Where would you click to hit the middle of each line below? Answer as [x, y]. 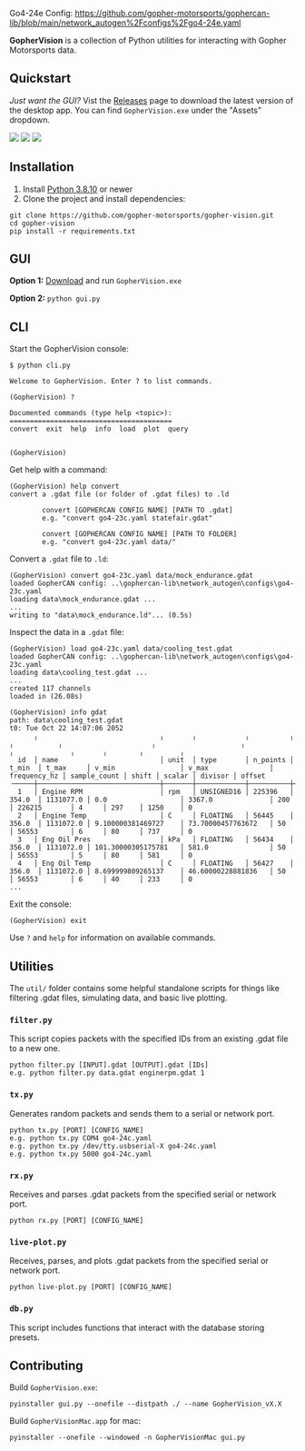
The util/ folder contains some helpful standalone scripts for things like [144, 989]
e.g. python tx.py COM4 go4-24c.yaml [81, 1138]
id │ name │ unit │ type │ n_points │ [156, 760]
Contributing [46, 1365]
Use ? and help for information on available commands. [113, 938]
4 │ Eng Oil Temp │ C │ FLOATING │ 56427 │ [156, 864]
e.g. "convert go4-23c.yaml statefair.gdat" [128, 518]
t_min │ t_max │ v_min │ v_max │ [142, 768]
